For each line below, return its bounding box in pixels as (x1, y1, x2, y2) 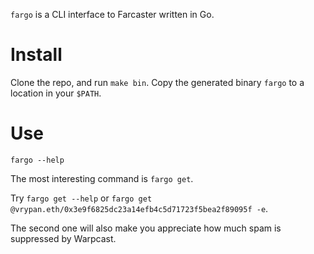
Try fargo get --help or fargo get (10, 192, 153, 204)
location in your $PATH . (10, 87, 102, 99)
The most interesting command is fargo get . (10, 172, 194, 184)
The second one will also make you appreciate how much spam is (10, 222, 282, 234)
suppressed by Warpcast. (10, 232, 117, 244)
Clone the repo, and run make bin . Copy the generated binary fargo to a (10, 76, 305, 88)
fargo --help (10, 155, 65, 165)
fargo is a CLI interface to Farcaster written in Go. (10, 9, 215, 20)
